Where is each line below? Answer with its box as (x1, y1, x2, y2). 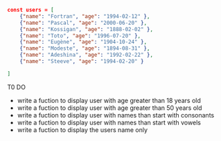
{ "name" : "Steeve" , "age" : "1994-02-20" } (19, 58, 144, 65)
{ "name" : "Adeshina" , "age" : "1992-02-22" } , (19, 52, 154, 59)
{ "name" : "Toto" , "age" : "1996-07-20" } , (19, 32, 141, 39)
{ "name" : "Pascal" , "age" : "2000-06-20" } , (19, 19, 148, 26)
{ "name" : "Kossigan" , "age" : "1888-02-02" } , (19, 26, 154, 32)
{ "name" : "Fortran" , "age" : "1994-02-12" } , (19, 12, 150, 20)
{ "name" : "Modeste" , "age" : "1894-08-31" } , (19, 45, 150, 52)
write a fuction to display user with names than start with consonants (17, 111, 215, 119)
